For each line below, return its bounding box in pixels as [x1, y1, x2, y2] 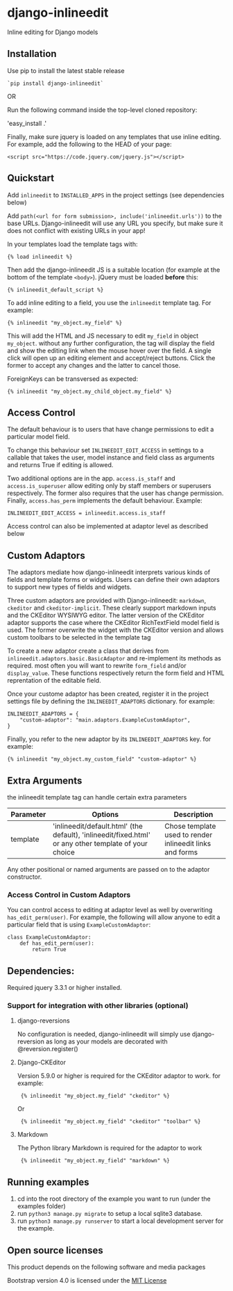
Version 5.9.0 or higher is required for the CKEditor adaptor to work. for [17, 1072, 221, 1080]
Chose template [164, 822, 216, 831]
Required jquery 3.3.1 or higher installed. [7, 984, 123, 992]
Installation [7, 48, 57, 60]
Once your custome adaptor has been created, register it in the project [7, 690, 209, 698]
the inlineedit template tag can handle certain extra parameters [7, 793, 187, 801]
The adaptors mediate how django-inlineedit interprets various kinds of [7, 568, 210, 576]
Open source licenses [7, 1244, 103, 1256]
